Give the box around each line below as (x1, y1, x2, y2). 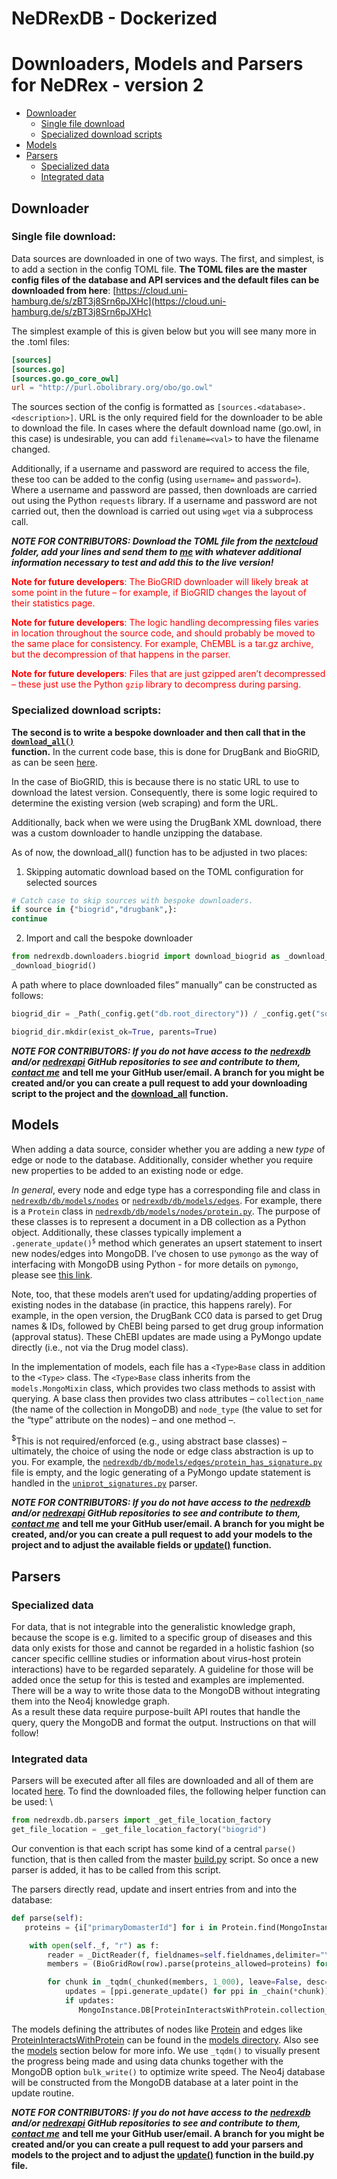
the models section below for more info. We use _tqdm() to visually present (11, 2044, 321, 2056)
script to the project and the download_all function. (11, 1087, 229, 1099)
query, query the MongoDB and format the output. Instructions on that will (11, 1716, 317, 1728)
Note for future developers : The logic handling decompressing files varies (11, 617, 319, 629)
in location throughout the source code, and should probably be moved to (11, 627, 316, 639)
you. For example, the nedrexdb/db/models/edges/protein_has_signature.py (11, 1456, 323, 1468)
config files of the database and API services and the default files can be (11, 273, 320, 286)
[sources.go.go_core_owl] (11, 373, 119, 384)
